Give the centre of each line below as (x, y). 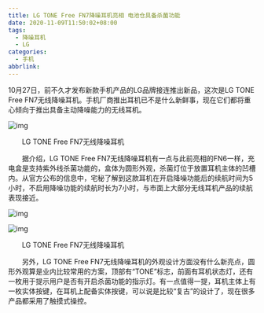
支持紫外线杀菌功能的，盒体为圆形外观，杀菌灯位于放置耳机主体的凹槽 (142, 168)
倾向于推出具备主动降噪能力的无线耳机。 (80, 109)
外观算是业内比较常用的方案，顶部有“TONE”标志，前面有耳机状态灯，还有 (134, 271)
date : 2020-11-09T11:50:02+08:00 (63, 23)
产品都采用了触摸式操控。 (49, 300)
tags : (17, 30)
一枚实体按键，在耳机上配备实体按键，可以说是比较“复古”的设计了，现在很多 (132, 291)
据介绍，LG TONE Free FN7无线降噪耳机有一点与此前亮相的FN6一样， (135, 158)
